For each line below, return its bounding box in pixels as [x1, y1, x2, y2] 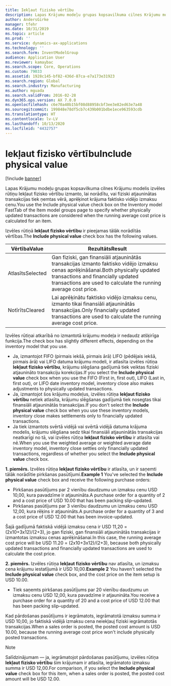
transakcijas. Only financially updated [51, 307, 140, 314]
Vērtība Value [11, 245, 44, 252]
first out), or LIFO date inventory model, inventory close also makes [12, 380, 154, 386]
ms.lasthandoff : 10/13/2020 [5, 121, 65, 126]
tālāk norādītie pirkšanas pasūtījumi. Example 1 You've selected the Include [5, 471, 163, 478]
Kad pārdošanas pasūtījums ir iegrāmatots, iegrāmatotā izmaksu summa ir [5, 613, 161, 619]
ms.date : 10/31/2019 [5, 27, 49, 32]
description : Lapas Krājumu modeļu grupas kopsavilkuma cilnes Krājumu [5, 12, 160, 17]
